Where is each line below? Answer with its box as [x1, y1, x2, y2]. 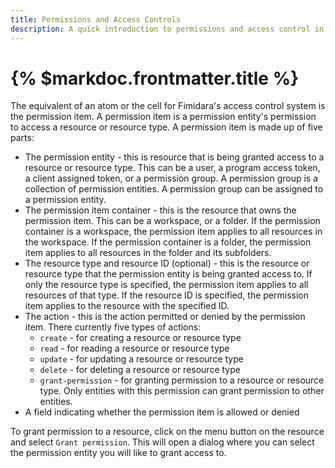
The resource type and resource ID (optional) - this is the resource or [24, 257, 310, 270]
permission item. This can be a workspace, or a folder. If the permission [24, 215, 321, 227]
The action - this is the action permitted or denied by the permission [24, 311, 306, 323]
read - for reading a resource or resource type [39, 342, 230, 355]
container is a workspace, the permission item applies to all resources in [24, 226, 323, 238]
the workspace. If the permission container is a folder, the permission [24, 236, 312, 248]
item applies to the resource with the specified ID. [24, 300, 230, 312]
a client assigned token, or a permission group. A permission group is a [24, 172, 319, 185]
